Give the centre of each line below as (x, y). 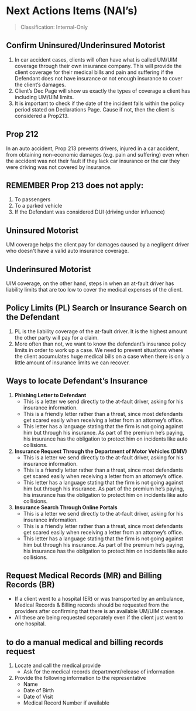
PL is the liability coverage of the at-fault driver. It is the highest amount (101, 331)
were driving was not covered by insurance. (59, 167)
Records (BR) (30, 585)
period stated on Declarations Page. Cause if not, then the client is (94, 109)
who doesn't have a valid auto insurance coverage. (68, 251)
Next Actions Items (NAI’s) (72, 11)
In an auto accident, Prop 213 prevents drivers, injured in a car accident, (93, 148)
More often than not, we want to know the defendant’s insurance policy (100, 344)
